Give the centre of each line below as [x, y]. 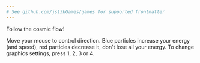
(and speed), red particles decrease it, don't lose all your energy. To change [100, 47]
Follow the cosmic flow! [35, 29]
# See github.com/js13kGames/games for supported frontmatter [86, 12]
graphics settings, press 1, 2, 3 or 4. [50, 53]
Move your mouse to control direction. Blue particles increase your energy [98, 40]
